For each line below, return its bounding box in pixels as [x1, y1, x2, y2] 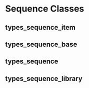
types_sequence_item [5, 23, 76, 32]
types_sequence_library [5, 74, 82, 83]
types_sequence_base [5, 40, 77, 48]
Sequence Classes [5, 3, 84, 15]
